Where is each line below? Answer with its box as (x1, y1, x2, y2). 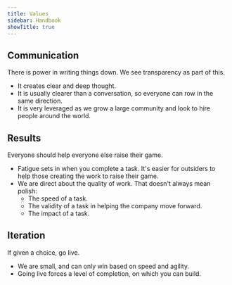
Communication (7, 49, 79, 61)
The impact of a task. (27, 209, 90, 217)
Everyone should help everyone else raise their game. (7, 151, 163, 159)
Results (7, 132, 41, 144)
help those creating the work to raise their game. (17, 172, 159, 180)
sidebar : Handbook (7, 17, 61, 24)
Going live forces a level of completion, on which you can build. (17, 269, 202, 278)
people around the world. (17, 112, 91, 120)
